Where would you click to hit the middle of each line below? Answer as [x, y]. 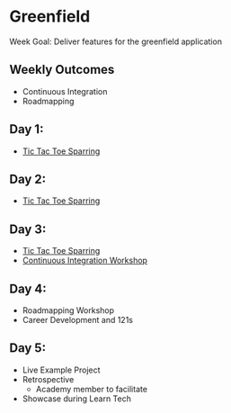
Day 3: [28, 229]
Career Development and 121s [77, 320]
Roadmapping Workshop [68, 310]
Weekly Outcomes [62, 70]
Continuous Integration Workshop [85, 260]
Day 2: [28, 179]
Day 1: [27, 129]
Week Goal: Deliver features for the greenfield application [116, 41]
